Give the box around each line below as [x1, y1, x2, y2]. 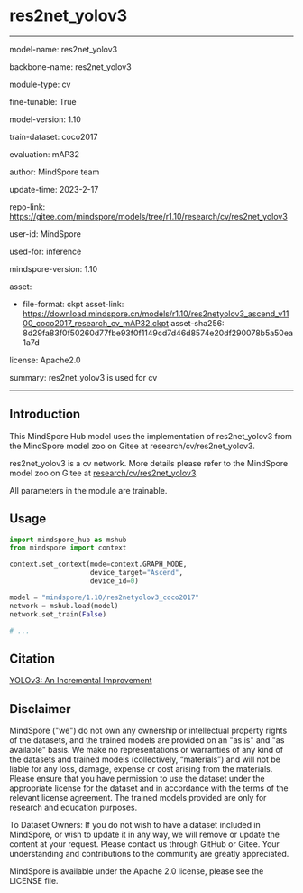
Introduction [9, 407, 81, 422]
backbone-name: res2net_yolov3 [9, 61, 133, 72]
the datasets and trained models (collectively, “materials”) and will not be [9, 754, 281, 765]
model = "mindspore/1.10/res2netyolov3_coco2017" [9, 593, 200, 602]
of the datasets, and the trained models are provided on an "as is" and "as [9, 735, 285, 746]
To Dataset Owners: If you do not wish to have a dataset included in [9, 820, 262, 831]
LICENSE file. [9, 876, 59, 887]
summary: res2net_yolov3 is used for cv [9, 371, 158, 382]
